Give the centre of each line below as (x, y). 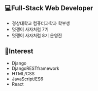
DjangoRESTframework (35, 68)
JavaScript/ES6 (28, 79)
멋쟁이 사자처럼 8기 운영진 (37, 35)
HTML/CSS (23, 73)
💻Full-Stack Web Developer (49, 8)
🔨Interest (19, 51)
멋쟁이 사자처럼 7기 (30, 29)
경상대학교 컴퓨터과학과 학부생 (41, 23)
